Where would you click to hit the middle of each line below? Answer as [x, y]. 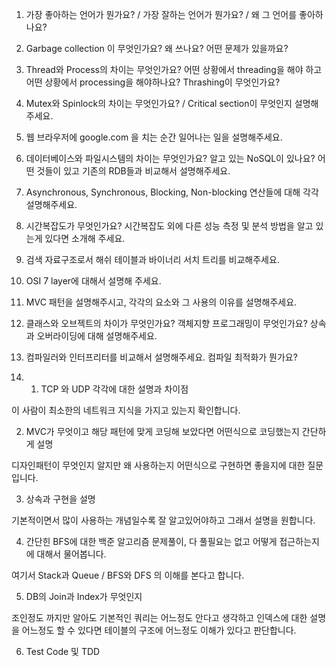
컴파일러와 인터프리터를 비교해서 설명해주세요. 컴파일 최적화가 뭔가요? [161, 357]
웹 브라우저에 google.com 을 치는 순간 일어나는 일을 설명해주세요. [154, 137]
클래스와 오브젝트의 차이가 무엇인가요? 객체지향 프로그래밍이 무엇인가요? [166, 323]
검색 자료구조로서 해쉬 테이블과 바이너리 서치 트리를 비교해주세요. [152, 259]
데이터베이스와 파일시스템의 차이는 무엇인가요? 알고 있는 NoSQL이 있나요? [170, 158]
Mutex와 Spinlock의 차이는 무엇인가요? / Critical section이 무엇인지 [159, 103]
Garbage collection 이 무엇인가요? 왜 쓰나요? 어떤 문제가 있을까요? [157, 48]
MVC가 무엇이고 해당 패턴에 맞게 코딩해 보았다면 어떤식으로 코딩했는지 [162, 431]
